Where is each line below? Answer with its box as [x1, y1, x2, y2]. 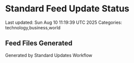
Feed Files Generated [5, 39, 73, 48]
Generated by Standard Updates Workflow [5, 52, 93, 58]
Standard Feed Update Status [5, 3, 130, 14]
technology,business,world [5, 24, 61, 30]
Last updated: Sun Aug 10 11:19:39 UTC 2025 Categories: [5, 19, 123, 25]
